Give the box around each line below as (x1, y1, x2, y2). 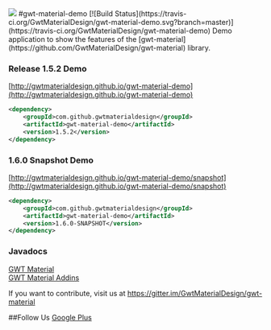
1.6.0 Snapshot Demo (8, 155, 94, 166)
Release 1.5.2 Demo (8, 63, 87, 74)
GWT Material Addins (8, 273, 80, 283)
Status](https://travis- (115, 9, 187, 19)
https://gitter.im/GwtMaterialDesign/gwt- (127, 288, 263, 298)
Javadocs (8, 245, 48, 257)
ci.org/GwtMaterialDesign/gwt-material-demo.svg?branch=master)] (8, 18, 234, 27)
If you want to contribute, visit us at (8, 288, 127, 298)
